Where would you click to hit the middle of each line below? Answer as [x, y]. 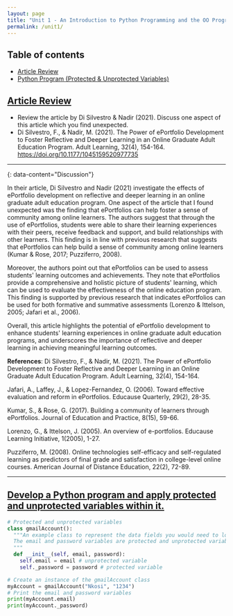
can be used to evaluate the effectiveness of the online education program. [115, 290]
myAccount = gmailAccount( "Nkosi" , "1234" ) [71, 586]
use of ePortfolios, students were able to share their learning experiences [112, 225]
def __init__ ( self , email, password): [70, 554]
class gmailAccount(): [40, 528]
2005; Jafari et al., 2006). [44, 312]
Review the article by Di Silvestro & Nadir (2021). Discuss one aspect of [119, 117]
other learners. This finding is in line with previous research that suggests [112, 240]
